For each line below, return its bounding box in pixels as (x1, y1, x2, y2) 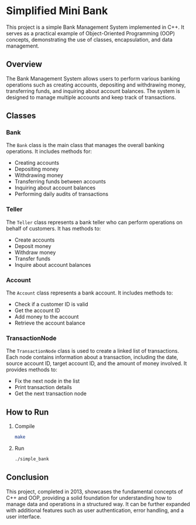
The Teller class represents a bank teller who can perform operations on (6, 219, 183, 226)
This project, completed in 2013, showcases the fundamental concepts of (6, 488, 183, 495)
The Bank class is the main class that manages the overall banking (6, 142, 165, 149)
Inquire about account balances (14, 261, 91, 268)
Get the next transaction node (14, 390, 87, 397)
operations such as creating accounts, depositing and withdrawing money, (6, 81, 186, 88)
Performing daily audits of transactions (14, 190, 109, 198)
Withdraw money (14, 249, 56, 256)
